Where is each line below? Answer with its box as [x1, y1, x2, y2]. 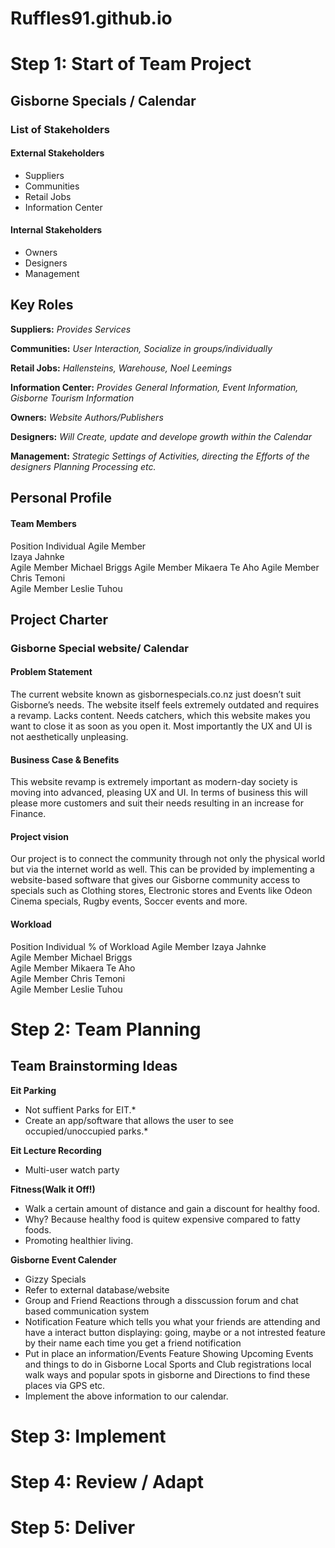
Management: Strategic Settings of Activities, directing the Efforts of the [10, 450, 310, 462]
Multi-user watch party [24, 1163, 120, 1176]
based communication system [24, 1305, 150, 1317]
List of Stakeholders [10, 122, 110, 136]
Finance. [10, 808, 47, 820]
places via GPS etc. [24, 1379, 106, 1391]
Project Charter [10, 611, 109, 628]
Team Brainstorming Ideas [10, 1058, 178, 1075]
